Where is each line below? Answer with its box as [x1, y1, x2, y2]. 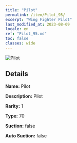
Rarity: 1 [5, 103, 23, 109]
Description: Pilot [5, 93, 43, 99]
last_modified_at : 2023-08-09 [5, 21, 70, 27]
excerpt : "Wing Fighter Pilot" [5, 17, 72, 22]
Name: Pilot [5, 83, 31, 89]
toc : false [5, 36, 29, 41]
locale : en [5, 27, 29, 32]
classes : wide [5, 41, 36, 46]
